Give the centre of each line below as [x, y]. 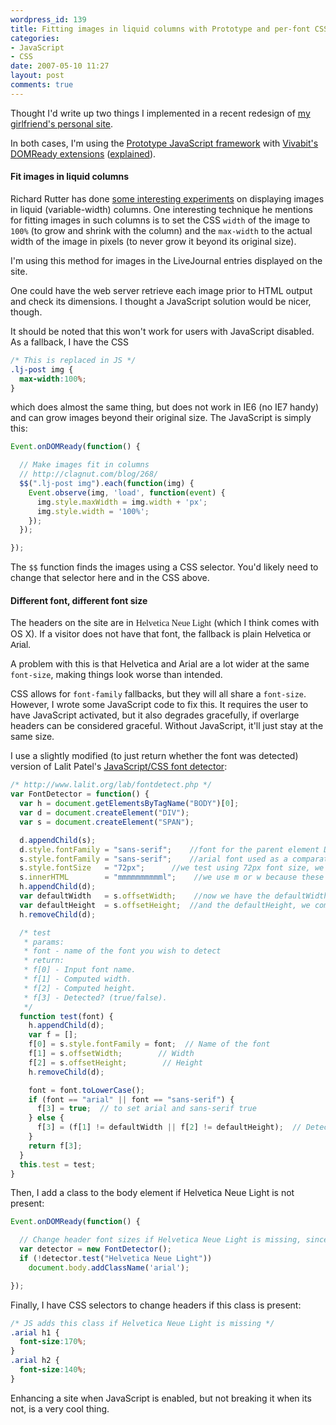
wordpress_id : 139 [48, 19]
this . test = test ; [58, 1164]
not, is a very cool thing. [60, 1408]
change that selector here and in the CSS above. [110, 578]
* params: [44, 942]
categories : [35, 38]
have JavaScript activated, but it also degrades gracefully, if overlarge [155, 715]
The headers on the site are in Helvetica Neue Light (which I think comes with [165, 623]
